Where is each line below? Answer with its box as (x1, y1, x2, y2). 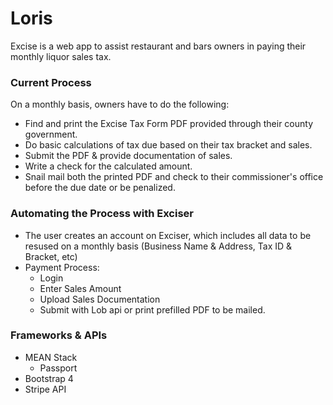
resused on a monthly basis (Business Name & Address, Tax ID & (24, 240, 293, 252)
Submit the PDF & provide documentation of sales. (24, 150, 233, 162)
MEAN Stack (24, 351, 78, 363)
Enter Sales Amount (39, 282, 122, 294)
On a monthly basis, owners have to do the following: (10, 98, 230, 111)
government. (24, 128, 78, 141)
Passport (39, 362, 78, 374)
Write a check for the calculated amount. (24, 160, 193, 172)
